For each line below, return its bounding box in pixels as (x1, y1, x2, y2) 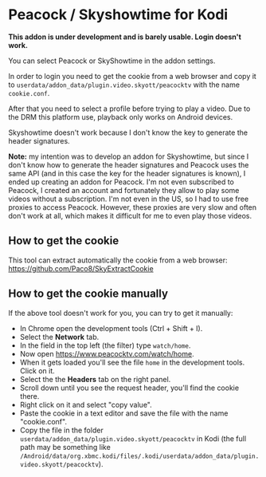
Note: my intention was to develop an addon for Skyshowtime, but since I (8, 152, 249, 161)
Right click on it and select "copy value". (19, 400, 153, 409)
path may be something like (19, 442, 111, 451)
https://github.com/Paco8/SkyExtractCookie (8, 263, 154, 273)
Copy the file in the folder (19, 425, 104, 435)
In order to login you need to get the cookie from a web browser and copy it (8, 71, 256, 81)
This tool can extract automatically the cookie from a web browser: (8, 255, 228, 265)
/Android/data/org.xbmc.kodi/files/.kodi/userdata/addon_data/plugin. (19, 452, 260, 460)
